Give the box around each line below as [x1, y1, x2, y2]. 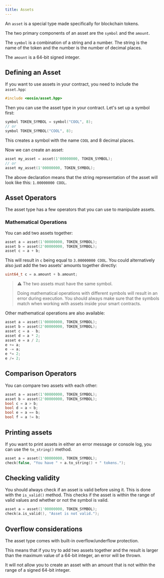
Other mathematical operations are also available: [5, 310, 105, 316]
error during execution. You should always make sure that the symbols [17, 295, 160, 301]
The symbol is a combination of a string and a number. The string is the [5, 40, 148, 45]
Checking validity [5, 474, 60, 482]
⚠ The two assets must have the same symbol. [17, 281, 113, 287]
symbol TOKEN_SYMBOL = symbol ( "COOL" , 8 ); [5, 119, 93, 125]
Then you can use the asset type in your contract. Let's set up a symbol [5, 105, 150, 111]
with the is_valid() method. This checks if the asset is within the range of [5, 492, 155, 498]
